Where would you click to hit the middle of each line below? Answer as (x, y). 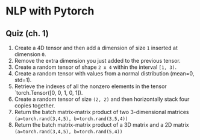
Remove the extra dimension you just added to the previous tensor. (98, 61)
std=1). (23, 80)
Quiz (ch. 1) (27, 33)
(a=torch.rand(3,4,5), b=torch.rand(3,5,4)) (71, 119)
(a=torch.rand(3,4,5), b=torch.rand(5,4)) (68, 132)
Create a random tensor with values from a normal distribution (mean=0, (104, 73)
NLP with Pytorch (50, 11)
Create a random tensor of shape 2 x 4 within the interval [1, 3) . (95, 67)
